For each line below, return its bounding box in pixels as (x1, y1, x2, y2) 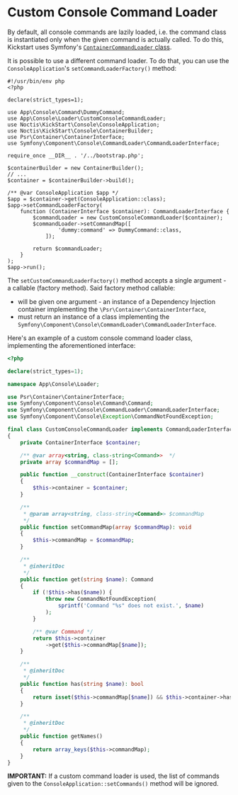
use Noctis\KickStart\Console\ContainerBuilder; (7, 127, 154, 135)
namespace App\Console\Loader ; (7, 380, 100, 388)
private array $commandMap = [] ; (20, 458, 119, 466)
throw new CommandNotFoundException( (45, 596, 157, 603)
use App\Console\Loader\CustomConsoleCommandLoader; (7, 115, 166, 122)
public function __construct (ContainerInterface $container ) (20, 471, 204, 478)
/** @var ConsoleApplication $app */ (7, 189, 119, 196)
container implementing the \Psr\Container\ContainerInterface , (17, 305, 207, 313)
